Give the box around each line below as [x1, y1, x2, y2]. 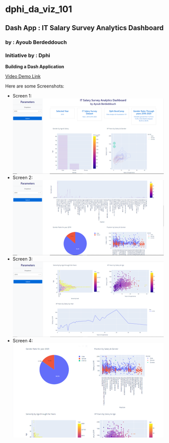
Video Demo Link [5, 73, 41, 79]
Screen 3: [12, 255, 33, 262]
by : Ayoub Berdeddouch [5, 39, 67, 46]
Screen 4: [12, 337, 33, 343]
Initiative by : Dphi [5, 52, 50, 59]
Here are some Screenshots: [5, 83, 64, 89]
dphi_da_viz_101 [5, 4, 72, 15]
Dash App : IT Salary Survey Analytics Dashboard [5, 24, 164, 32]
